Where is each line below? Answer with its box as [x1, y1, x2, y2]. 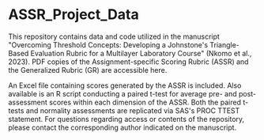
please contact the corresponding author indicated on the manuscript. [8, 123, 237, 132]
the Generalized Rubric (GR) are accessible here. [8, 65, 168, 74]
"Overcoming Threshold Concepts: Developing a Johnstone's [8, 40, 208, 49]
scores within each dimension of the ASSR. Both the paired [48, 97, 241, 107]
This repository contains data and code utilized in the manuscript [8, 32, 220, 41]
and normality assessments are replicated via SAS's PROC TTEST [25, 105, 240, 115]
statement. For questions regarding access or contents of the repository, [8, 114, 245, 123]
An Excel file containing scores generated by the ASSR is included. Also [8, 81, 242, 90]
